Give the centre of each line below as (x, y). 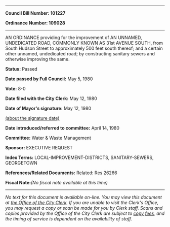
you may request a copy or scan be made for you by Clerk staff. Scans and (84, 208)
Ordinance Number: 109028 (35, 23)
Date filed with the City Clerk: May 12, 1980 (51, 99)
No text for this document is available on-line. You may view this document (83, 197)
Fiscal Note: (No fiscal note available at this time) (56, 183)
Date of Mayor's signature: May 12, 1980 (48, 108)
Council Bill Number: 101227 (35, 13)
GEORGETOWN (22, 163)
